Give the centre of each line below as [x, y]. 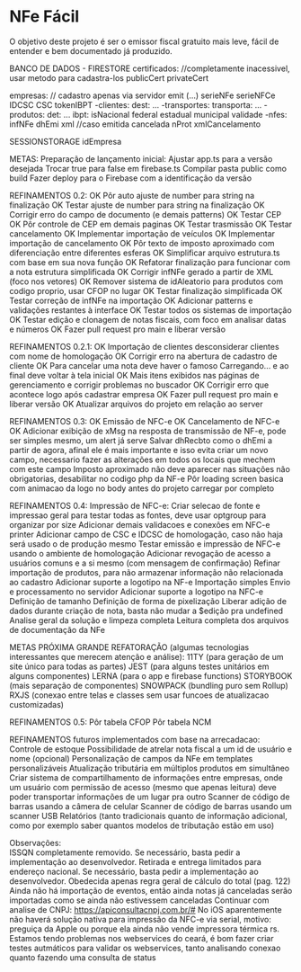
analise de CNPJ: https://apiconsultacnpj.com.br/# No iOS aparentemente [146, 909]
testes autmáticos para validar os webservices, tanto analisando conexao [145, 948]
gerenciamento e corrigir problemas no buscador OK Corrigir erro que [139, 385]
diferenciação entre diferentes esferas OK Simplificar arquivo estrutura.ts [145, 253]
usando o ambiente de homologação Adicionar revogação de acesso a [140, 553]
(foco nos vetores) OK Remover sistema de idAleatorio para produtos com [146, 281]
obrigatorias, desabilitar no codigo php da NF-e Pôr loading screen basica [146, 478]
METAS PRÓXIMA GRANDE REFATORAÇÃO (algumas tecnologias [129, 647]
